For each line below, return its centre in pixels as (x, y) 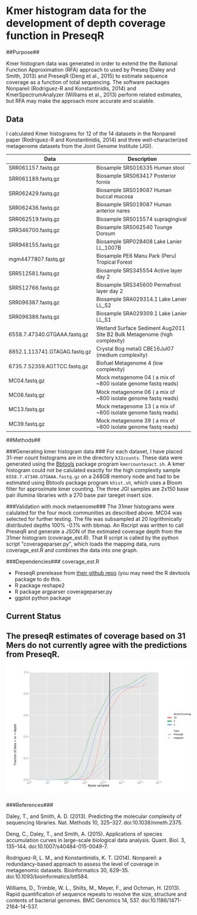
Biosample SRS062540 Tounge (135, 227)
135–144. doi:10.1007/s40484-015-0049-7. (57, 846)
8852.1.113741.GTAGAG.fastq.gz (50, 352)
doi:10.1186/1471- (161, 900)
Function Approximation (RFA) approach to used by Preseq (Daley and (91, 69)
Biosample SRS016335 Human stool (140, 167)
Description (142, 159)
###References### (30, 805)
